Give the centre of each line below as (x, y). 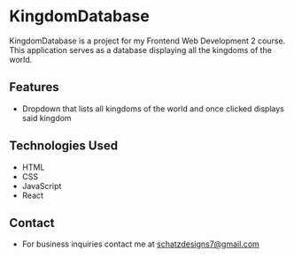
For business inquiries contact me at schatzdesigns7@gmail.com (140, 244)
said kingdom (47, 118)
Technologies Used (63, 146)
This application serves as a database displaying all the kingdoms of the (141, 49)
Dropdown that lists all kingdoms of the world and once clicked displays (153, 109)
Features (34, 87)
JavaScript (42, 186)
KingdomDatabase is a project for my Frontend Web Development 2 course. (147, 41)
